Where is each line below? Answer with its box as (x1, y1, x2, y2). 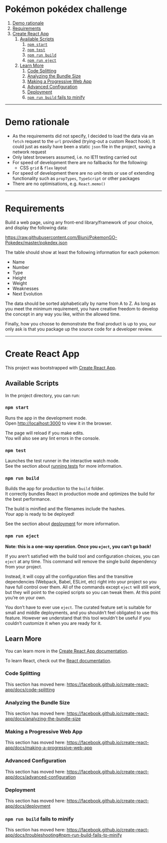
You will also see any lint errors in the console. (5, 435, 100, 441)
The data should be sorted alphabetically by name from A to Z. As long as (5, 300, 156, 306)
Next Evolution (12, 290, 43, 296)
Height (12, 275, 26, 281)
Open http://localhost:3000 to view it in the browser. (5, 420, 112, 426)
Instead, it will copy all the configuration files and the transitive (5, 573, 133, 579)
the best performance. (5, 496, 51, 502)
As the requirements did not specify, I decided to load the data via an (12, 133, 154, 139)
